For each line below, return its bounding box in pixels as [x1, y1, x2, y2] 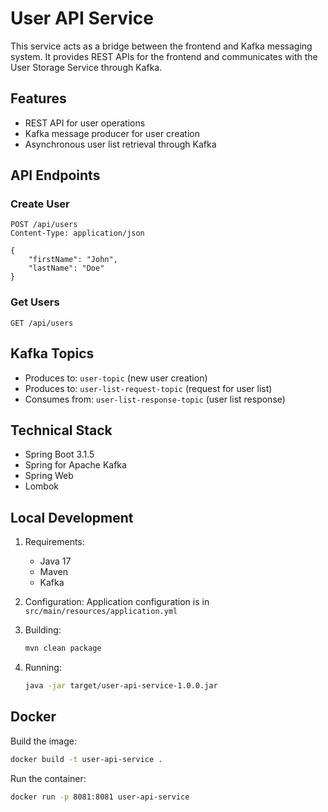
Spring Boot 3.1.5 [24, 448, 95, 461]
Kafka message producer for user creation [24, 127, 200, 139]
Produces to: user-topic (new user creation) [24, 372, 208, 384]
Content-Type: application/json [10, 228, 145, 239]
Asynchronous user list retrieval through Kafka [24, 138, 217, 150]
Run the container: [10, 772, 87, 784]
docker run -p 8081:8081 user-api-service [10, 792, 190, 802]
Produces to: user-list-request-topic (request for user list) [24, 382, 273, 394]
